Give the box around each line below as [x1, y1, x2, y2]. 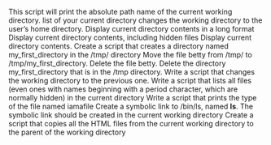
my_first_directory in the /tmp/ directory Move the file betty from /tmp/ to [8, 50, 252, 59]
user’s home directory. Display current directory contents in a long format [8, 24, 255, 33]
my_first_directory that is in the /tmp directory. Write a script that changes [8, 67, 255, 76]
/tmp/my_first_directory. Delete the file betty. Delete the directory [8, 58, 226, 68]
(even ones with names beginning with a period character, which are [8, 84, 238, 94]
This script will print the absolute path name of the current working [8, 7, 233, 16]
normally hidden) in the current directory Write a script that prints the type [8, 93, 257, 102]
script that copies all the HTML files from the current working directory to [8, 119, 254, 128]
